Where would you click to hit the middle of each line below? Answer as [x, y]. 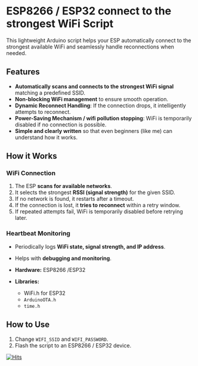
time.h [32, 306]
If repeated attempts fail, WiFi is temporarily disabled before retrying [99, 211]
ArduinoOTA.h [40, 300]
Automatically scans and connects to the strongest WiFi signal [94, 86]
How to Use [28, 325]
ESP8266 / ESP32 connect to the [89, 11]
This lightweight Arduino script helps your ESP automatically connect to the [99, 40]
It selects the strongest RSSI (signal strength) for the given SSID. [95, 192]
